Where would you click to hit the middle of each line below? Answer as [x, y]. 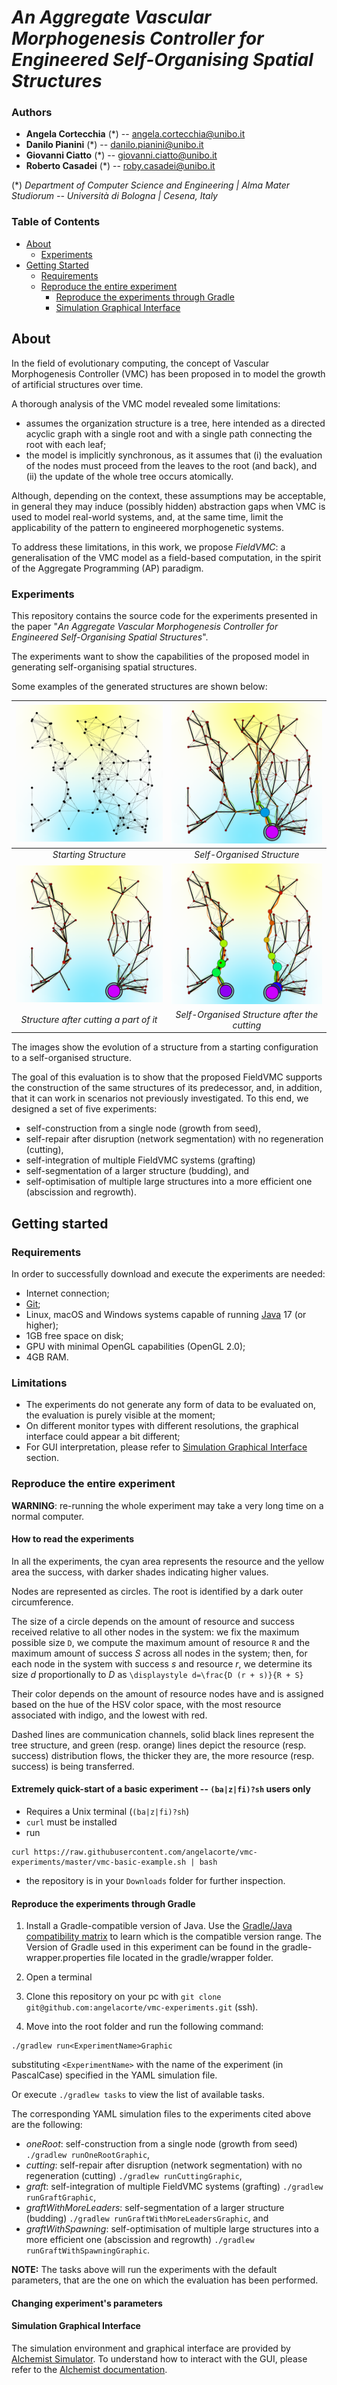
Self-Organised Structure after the [247, 1014]
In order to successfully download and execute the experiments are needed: [168, 1273]
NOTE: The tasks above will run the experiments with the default [144, 2270]
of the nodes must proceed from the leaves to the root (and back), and [171, 465]
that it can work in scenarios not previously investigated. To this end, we [160, 1098]
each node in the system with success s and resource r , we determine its [162, 1663]
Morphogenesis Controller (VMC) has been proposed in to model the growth [168, 373]
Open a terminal [59, 1977]
